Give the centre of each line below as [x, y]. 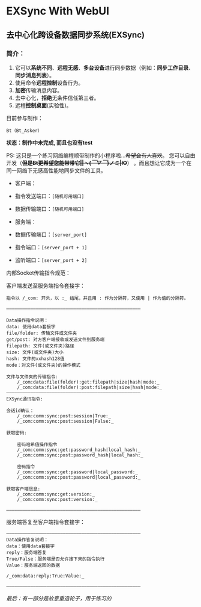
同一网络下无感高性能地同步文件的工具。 [56, 170]
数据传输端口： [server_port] [51, 234]
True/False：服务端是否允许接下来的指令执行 [55, 559]
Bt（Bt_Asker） [24, 131]
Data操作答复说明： [27, 540]
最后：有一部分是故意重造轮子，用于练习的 [59, 598]
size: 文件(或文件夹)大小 [35, 352]
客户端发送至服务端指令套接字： [46, 285]
